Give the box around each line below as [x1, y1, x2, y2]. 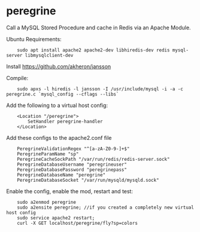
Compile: [6, 74, 29, 81]
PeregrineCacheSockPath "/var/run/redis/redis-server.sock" [17, 156, 170, 162]
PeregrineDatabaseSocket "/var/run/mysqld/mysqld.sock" [17, 177, 160, 183]
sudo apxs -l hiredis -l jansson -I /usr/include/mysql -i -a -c [17, 86, 184, 92]
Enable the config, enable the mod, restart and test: [6, 187, 134, 195]
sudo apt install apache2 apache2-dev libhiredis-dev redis [17, 47, 170, 53]
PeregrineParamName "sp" [17, 151, 79, 157]
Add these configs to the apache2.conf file [6, 134, 112, 141]
